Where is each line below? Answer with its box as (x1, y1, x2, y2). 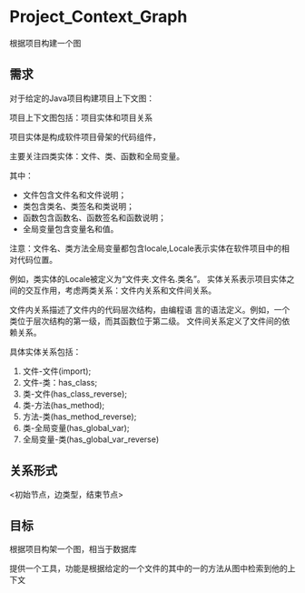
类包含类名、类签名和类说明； (22, 200, 134, 211)
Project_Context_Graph (9, 6, 188, 27)
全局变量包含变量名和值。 (22, 223, 119, 234)
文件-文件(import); (22, 366, 92, 377)
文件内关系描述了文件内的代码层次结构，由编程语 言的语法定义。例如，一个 (9, 304, 290, 315)
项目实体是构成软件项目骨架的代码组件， (9, 131, 161, 142)
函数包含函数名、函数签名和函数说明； (22, 212, 166, 223)
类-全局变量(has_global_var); (22, 422, 130, 433)
